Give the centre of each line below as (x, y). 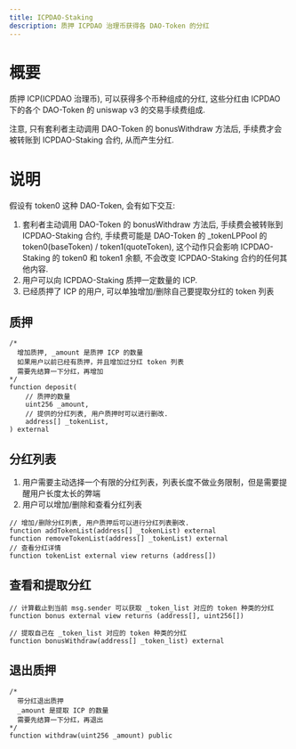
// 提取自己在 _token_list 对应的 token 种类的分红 (98, 633)
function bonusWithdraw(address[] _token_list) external (117, 641)
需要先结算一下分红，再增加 (60, 372)
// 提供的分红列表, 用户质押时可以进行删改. (97, 414)
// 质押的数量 (48, 397)
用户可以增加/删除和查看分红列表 (82, 505)
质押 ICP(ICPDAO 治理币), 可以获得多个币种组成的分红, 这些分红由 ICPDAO (145, 99)
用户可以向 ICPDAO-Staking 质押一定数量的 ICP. (110, 281)
